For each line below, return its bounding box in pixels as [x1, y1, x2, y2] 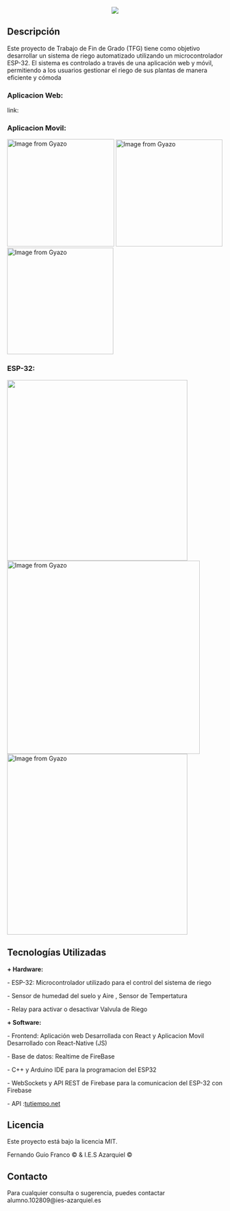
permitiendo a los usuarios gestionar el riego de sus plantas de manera [7, 66, 207, 74]
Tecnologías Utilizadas [7, 947, 107, 958]
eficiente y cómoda [7, 73, 62, 82]
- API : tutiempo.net [7, 1099, 60, 1107]
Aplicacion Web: [7, 90, 64, 100]
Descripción [7, 26, 60, 38]
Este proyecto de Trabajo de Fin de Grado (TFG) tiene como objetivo [7, 44, 201, 52]
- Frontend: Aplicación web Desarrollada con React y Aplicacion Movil [7, 1031, 204, 1040]
